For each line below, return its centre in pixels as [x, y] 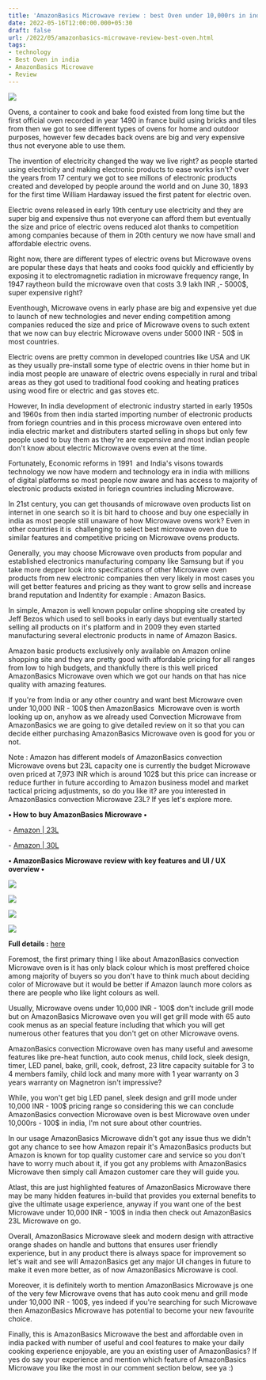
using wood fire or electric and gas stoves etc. [84, 390]
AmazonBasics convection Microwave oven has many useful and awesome [131, 1048]
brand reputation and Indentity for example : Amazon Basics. [107, 595]
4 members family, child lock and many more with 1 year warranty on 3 [123, 1074]
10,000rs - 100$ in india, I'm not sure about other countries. [105, 1123]
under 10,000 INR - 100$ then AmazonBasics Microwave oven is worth [124, 708]
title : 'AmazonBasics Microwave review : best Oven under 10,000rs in [127, 15]
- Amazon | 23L [34, 830]
